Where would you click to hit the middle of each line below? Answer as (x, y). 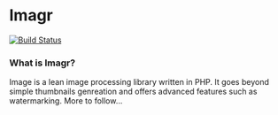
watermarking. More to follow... (66, 101)
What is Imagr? (42, 63)
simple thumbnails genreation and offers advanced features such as (133, 92)
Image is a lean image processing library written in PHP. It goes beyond (139, 82)
